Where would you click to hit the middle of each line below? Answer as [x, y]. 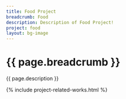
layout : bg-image [27, 33]
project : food [23, 28]
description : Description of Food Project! [60, 22]
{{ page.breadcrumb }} [63, 62]
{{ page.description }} [33, 78]
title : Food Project [31, 11]
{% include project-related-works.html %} [57, 90]
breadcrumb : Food [27, 17]
